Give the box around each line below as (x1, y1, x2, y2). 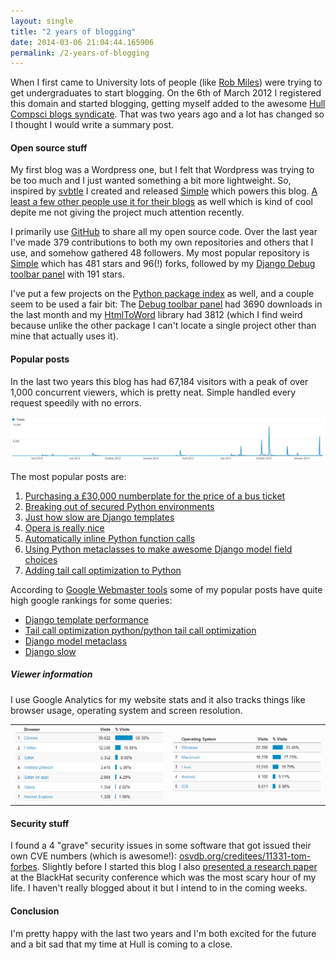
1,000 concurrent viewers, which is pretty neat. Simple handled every (10, 386, 297, 398)
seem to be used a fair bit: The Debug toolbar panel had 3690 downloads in (10, 298, 323, 310)
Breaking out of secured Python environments (24, 500, 215, 512)
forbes (10, 861, 38, 873)
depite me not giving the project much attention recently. (10, 206, 245, 219)
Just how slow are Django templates (24, 511, 175, 523)
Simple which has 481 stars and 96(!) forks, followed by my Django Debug (10, 258, 316, 270)
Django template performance (24, 613, 150, 625)
